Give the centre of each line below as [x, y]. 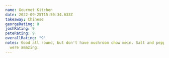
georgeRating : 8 [22, 24]
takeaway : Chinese [24, 19]
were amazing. [24, 47]
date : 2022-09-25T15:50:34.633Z [39, 15]
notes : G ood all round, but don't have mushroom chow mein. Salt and [80, 43]
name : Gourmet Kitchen [29, 10]
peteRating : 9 [20, 33]
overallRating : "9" [26, 38]
